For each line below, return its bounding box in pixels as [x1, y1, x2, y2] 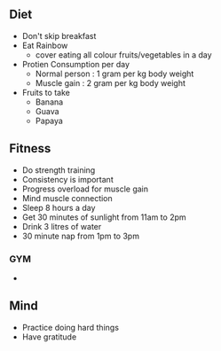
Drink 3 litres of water [21, 221, 102, 231]
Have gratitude [21, 331, 77, 342]
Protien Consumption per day [21, 58, 130, 69]
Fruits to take [21, 87, 71, 97]
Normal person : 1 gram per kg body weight [35, 68, 194, 79]
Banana [35, 97, 64, 107]
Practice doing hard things [21, 322, 120, 332]
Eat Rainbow [21, 40, 68, 51]
